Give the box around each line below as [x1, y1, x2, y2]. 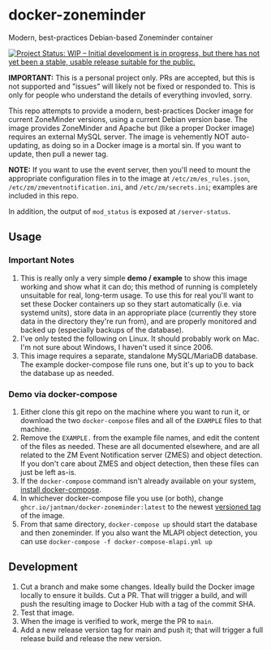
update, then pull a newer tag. [8, 149, 109, 159]
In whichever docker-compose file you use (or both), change [19, 493, 224, 503]
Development [8, 560, 79, 574]
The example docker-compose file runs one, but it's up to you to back [19, 360, 254, 369]
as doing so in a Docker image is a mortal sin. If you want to [41, 140, 242, 150]
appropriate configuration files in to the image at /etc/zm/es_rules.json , [8, 173, 250, 183]
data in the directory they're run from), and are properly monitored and [19, 316, 257, 326]
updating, [8, 140, 41, 150]
